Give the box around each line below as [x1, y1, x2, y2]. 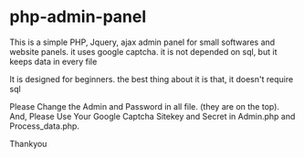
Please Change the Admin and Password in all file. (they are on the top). [9, 100, 280, 111]
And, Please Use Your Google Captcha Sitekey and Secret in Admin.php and [9, 111, 296, 121]
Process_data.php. [9, 121, 80, 132]
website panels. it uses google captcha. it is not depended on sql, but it [9, 46, 278, 57]
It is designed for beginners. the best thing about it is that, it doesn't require [9, 73, 294, 84]
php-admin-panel [9, 6, 147, 27]
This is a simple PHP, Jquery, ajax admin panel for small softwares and [9, 37, 276, 47]
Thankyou [9, 138, 47, 149]
